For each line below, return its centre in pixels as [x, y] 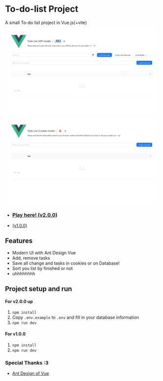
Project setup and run [39, 289]
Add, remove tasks [31, 258]
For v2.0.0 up [19, 301]
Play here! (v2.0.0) [35, 215]
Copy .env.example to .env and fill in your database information [75, 317]
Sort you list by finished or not [42, 268]
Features [19, 241]
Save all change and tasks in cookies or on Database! [66, 263]
